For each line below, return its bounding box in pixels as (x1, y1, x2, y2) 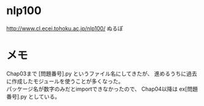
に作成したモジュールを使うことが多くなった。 (6, 77, 124, 85)
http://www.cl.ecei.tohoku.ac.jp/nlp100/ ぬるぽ (6, 25, 123, 32)
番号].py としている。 (6, 93, 60, 100)
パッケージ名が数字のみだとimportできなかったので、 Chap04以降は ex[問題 (6, 85, 199, 93)
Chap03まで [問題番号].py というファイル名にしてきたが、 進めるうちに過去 (6, 70, 197, 77)
